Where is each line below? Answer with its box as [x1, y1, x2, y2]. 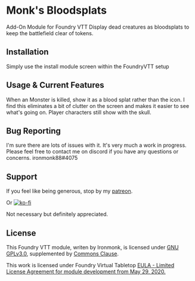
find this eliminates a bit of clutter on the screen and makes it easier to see [6, 102, 190, 109]
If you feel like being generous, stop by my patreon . [6, 187, 133, 194]
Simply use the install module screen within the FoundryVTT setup [6, 63, 169, 70]
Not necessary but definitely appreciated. [6, 211, 109, 218]
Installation [6, 47, 49, 57]
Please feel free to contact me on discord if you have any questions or [6, 148, 179, 155]
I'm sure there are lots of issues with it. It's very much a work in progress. [6, 141, 187, 149]
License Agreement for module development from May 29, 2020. [6, 268, 166, 275]
